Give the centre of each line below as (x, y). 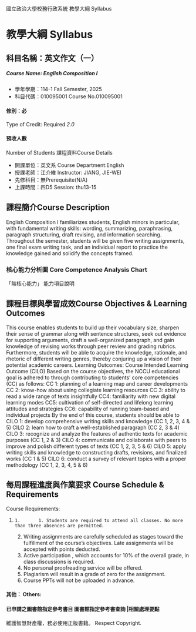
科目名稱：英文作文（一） (52, 58)
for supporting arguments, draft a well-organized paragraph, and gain (90, 340)
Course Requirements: (33, 509)
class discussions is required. (59, 561)
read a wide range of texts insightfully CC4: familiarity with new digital (91, 396)
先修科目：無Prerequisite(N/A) (51, 180)
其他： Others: (24, 594)
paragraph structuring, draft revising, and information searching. (84, 235)
